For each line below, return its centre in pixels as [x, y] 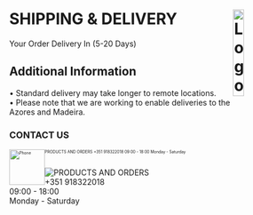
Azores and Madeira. [47, 112]
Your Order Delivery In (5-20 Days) [73, 44]
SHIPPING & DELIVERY [93, 19]
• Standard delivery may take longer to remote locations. [113, 92]
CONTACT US [39, 135]
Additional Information [73, 72]
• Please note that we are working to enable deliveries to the [120, 102]
